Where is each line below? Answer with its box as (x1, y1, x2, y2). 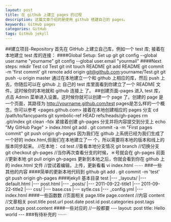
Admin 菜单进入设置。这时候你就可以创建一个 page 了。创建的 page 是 (15, 94, 164, 100)
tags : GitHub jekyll (5, 31, 49, 36)
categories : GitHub (5, 27, 47, 32)
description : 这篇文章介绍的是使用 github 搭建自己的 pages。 (5, 17, 128, 22)
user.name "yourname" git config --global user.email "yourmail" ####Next (5, 58, 162, 64)
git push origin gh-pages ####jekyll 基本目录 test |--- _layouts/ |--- (5, 175, 147, 181)
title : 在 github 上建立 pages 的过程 (5, 12, 82, 17)
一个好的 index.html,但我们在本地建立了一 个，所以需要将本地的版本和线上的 (5, 137, 165, 143)
